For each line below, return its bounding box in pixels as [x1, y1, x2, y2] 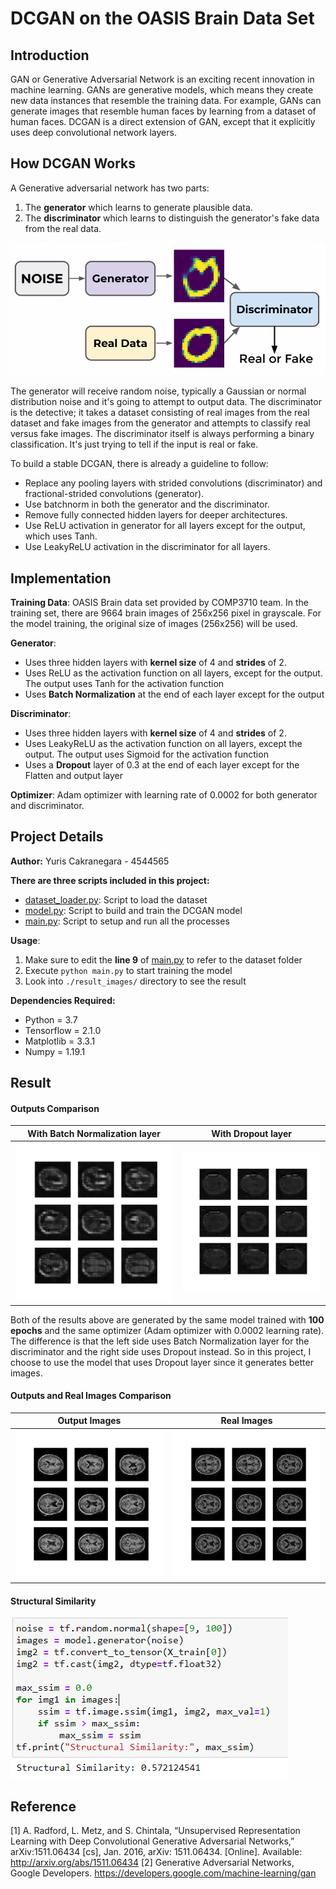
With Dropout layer [211, 1127, 293, 1139]
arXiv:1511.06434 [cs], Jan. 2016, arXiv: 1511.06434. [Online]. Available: [10, 1846, 303, 1858]
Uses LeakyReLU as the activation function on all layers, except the [24, 737, 303, 749]
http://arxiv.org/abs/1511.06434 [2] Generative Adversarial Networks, [10, 1857, 295, 1869]
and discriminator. [10, 799, 85, 811]
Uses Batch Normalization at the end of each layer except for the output [24, 688, 325, 700]
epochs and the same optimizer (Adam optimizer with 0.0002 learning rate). [10, 1324, 325, 1336]
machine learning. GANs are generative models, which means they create [10, 84, 314, 96]
